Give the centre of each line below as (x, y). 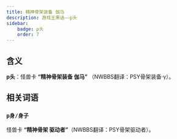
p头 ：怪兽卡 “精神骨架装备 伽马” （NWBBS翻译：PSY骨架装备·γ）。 (90, 76)
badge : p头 (30, 29)
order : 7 (28, 35)
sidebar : (17, 23)
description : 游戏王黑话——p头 (42, 18)
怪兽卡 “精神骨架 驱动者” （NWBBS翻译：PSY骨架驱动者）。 (80, 129)
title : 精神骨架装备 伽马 (36, 12)
